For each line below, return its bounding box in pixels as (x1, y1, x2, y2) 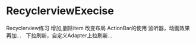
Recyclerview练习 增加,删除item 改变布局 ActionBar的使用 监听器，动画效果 (6, 24, 190, 31)
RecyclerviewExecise (6, 4, 114, 18)
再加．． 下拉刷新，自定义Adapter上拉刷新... (6, 31, 113, 39)
